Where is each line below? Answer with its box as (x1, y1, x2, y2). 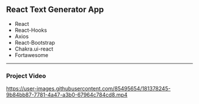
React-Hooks (14, 26, 47, 33)
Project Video (6, 72, 46, 80)
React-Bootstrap (14, 39, 55, 46)
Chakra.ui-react (14, 45, 53, 52)
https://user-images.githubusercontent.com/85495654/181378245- (6, 85, 171, 92)
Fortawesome (14, 51, 49, 58)
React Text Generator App (6, 5, 104, 15)
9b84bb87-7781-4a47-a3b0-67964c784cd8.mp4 (6, 91, 128, 99)
